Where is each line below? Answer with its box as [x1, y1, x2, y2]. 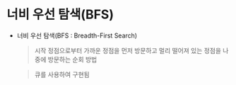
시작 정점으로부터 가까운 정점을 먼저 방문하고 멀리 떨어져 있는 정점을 [34, 46, 222, 55]
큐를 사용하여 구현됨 [34, 70, 90, 79]
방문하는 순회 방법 [47, 55, 98, 64]
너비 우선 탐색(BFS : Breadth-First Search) [16, 31, 138, 40]
